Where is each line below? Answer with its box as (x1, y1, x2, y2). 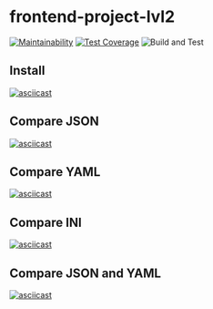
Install (9, 63, 46, 78)
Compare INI (9, 214, 82, 230)
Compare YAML (9, 164, 101, 180)
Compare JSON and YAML (9, 265, 162, 281)
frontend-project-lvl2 (9, 6, 176, 27)
